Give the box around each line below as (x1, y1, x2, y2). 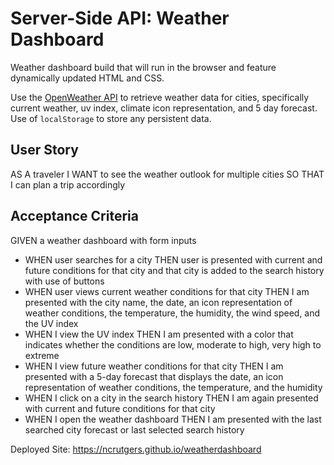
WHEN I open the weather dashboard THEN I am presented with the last (24, 413, 322, 425)
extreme (24, 349, 60, 361)
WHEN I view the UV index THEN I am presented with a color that (24, 328, 294, 340)
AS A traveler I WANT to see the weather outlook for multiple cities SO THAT (10, 168, 325, 180)
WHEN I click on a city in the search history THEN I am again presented (24, 392, 319, 404)
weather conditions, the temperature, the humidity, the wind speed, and (24, 307, 321, 319)
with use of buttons (24, 275, 105, 287)
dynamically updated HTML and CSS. (10, 72, 165, 84)
